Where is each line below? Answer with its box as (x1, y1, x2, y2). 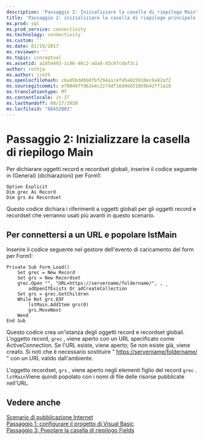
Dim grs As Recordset (6, 194, 62, 201)
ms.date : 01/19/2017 (6, 44, 59, 50)
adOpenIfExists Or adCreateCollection (28, 286, 127, 292)
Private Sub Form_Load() (6, 264, 70, 270)
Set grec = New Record (17, 270, 75, 276)
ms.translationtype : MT (6, 89, 67, 95)
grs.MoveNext (28, 307, 62, 313)
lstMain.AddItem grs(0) (28, 302, 89, 308)
